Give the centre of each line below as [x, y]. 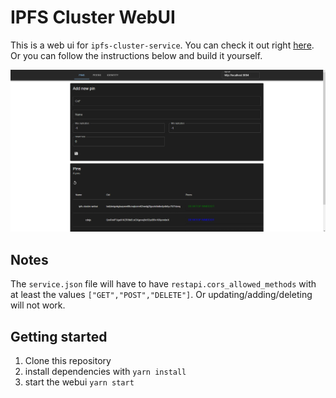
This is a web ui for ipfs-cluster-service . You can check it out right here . [162, 45]
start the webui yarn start [79, 382]
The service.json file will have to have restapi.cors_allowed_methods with [163, 284]
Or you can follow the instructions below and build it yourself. [136, 55]
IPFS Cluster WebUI [93, 17]
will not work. [38, 305]
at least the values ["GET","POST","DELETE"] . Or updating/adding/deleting [161, 295]
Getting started [59, 336]
